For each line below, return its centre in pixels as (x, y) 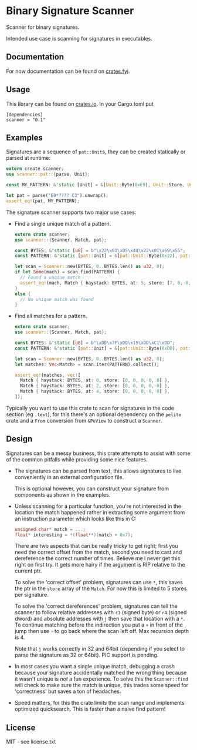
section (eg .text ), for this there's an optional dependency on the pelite (94, 414)
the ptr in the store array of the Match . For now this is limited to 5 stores (101, 588)
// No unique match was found (57, 299)
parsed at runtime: (28, 158)
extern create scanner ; (35, 169)
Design (19, 439)
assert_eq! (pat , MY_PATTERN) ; (43, 201)
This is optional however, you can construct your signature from (91, 488)
